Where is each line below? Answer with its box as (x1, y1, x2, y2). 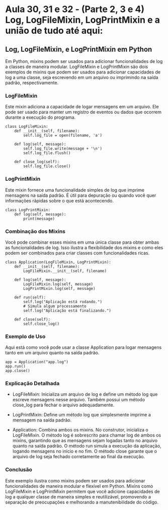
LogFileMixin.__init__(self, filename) (23, 268, 107, 273)
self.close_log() (23, 321, 59, 326)
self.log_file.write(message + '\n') (23, 146, 102, 152)
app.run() (5, 364, 26, 369)
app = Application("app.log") (5, 359, 69, 365)
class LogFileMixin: (5, 124, 49, 129)
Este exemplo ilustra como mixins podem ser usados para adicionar (5, 477, 145, 484)
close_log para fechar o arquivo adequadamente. (12, 402, 115, 408)
